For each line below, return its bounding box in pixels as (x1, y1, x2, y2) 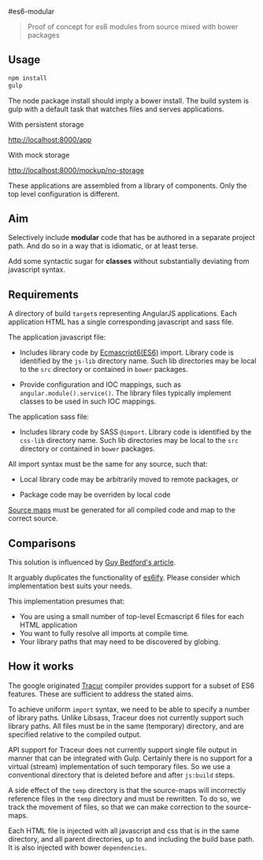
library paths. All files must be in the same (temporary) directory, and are (8, 721, 244, 730)
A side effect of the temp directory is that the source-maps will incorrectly (8, 785, 246, 794)
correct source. (8, 513, 58, 524)
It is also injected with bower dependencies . (8, 843, 147, 852)
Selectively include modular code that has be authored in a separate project (8, 233, 256, 242)
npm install (8, 74, 47, 82)
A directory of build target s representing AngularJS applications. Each (8, 309, 238, 318)
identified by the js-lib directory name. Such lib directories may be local (19, 356, 257, 366)
